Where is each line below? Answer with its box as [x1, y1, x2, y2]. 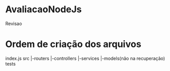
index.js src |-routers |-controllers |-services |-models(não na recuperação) [5, 55, 165, 61]
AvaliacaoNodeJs [5, 4, 82, 15]
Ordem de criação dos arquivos [5, 38, 142, 50]
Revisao [5, 20, 22, 27]
